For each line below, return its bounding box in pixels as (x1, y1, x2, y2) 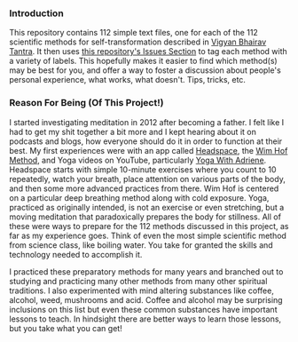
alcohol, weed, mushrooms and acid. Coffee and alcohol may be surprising (9, 294, 283, 305)
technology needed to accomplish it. (9, 249, 143, 259)
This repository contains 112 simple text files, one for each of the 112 (9, 28, 259, 38)
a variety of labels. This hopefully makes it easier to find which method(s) (9, 56, 278, 67)
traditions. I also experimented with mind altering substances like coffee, (9, 285, 275, 296)
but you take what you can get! (9, 322, 122, 333)
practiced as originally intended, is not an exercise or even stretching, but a (9, 202, 285, 212)
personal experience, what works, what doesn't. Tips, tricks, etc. (9, 75, 247, 85)
